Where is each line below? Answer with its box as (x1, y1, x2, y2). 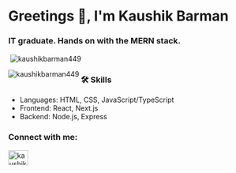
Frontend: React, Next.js (19, 103, 99, 113)
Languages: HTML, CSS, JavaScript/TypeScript (19, 95, 174, 105)
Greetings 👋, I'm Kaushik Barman (8, 7, 229, 25)
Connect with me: (8, 132, 78, 143)
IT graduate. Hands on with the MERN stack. (8, 36, 182, 47)
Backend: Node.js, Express (19, 112, 108, 122)
